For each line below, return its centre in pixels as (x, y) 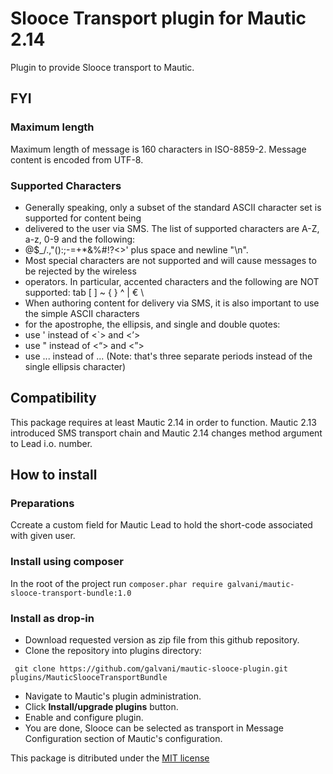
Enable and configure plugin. (84, 718)
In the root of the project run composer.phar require (116, 583)
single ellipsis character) (75, 366)
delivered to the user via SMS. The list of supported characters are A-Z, (172, 228)
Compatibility (53, 398)
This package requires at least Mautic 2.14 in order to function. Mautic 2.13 (163, 422)
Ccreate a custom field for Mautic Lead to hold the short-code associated (161, 525)
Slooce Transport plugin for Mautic (158, 18)
